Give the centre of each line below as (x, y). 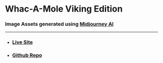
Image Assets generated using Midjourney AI (59, 24)
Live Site (22, 42)
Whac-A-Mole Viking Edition (64, 9)
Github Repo (27, 55)
